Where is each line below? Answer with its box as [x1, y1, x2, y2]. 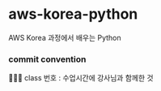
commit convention [8, 54, 87, 65]
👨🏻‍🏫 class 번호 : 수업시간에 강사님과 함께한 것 [8, 73, 154, 83]
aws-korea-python [8, 5, 138, 24]
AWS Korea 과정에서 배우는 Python [8, 32, 121, 42]
